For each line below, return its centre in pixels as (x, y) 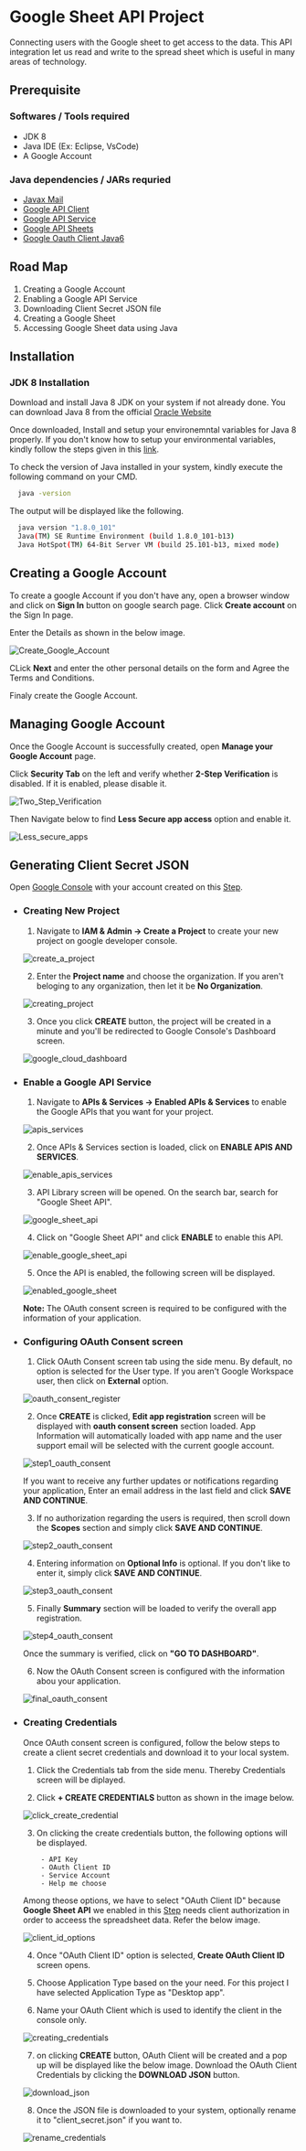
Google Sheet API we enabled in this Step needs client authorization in (156, 1910)
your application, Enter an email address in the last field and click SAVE (157, 1491)
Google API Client (56, 209)
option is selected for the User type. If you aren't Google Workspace (165, 1371)
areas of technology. (48, 61)
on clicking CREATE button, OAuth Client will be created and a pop (162, 2055)
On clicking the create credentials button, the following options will (162, 1833)
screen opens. (63, 1964)
